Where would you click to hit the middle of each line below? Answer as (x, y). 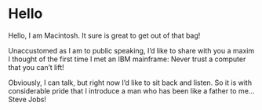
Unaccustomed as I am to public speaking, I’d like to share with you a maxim (131, 50)
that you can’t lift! (36, 67)
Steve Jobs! (27, 99)
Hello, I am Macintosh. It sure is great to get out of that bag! (104, 35)
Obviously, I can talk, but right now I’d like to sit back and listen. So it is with (130, 82)
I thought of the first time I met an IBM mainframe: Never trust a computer (127, 59)
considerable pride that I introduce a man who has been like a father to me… (131, 90)
